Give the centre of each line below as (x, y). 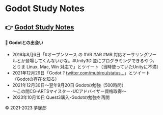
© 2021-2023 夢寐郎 (26, 108)
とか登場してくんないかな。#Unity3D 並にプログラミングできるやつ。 (87, 60)
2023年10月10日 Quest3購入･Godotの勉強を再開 (61, 97)
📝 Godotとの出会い (24, 43)
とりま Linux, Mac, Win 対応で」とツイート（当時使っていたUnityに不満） (86, 67)
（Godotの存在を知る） (36, 79)
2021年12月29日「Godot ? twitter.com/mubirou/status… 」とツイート (81, 73)
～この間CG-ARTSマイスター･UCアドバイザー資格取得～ (69, 91)
